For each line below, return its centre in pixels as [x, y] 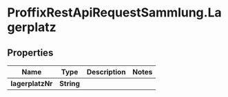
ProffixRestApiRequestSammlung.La [114, 13]
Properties [30, 53]
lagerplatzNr [32, 84]
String [70, 84]
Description [106, 72]
